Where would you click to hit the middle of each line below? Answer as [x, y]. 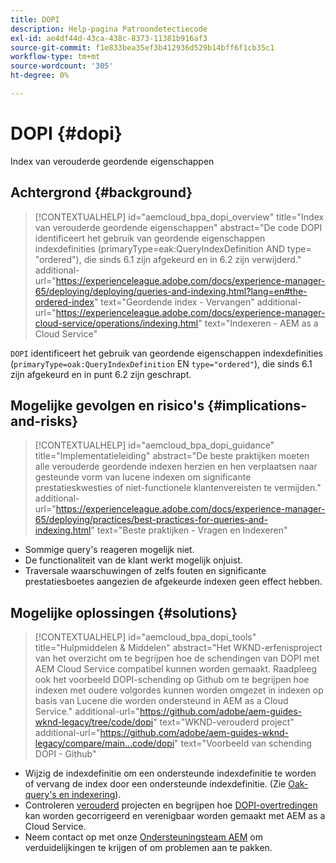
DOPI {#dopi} [66, 133]
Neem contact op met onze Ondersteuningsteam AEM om [144, 837]
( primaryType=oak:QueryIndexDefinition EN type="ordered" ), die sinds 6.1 [161, 363]
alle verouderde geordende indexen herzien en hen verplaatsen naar [176, 467]
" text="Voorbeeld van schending [243, 743]
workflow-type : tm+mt [55, 57]
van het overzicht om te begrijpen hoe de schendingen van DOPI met [177, 658]
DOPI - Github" [65, 754]
